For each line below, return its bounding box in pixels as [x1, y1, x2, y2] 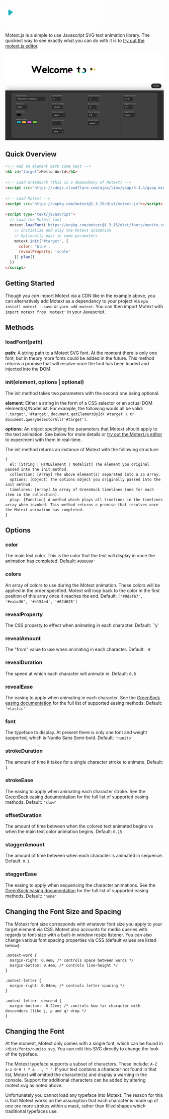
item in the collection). [5, 492, 59, 497]
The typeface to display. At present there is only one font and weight [5, 729, 147, 736]
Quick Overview [5, 150, 57, 159]
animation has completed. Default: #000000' [5, 558, 96, 564]
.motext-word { [5, 953, 37, 958]
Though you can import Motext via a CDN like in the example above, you [5, 293, 155, 299]
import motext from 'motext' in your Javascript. [5, 309, 106, 315]
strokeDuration [5, 747, 43, 754]
